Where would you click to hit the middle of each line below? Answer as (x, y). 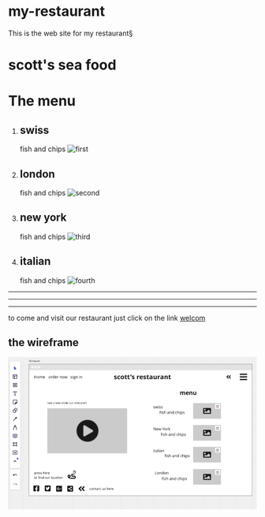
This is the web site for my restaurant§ (71, 33)
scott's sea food (62, 65)
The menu (42, 101)
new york (43, 218)
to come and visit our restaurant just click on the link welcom (107, 318)
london (37, 174)
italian (35, 261)
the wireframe (43, 342)
